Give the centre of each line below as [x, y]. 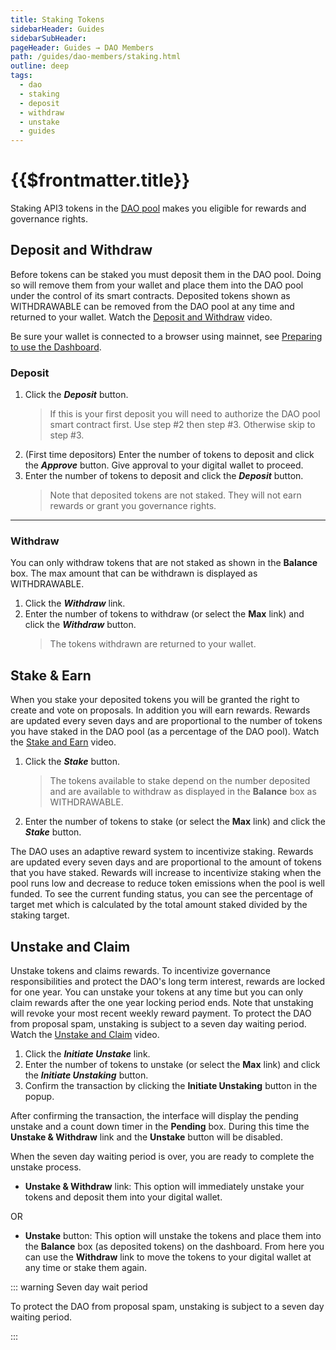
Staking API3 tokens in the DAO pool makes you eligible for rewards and [158, 208]
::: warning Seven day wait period [79, 1287]
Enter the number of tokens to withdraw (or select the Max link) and [164, 614]
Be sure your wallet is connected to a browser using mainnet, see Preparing [166, 336]
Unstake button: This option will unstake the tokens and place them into [173, 1236]
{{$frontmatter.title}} [100, 180]
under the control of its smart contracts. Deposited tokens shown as [150, 295]
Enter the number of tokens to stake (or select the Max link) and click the [175, 822]
